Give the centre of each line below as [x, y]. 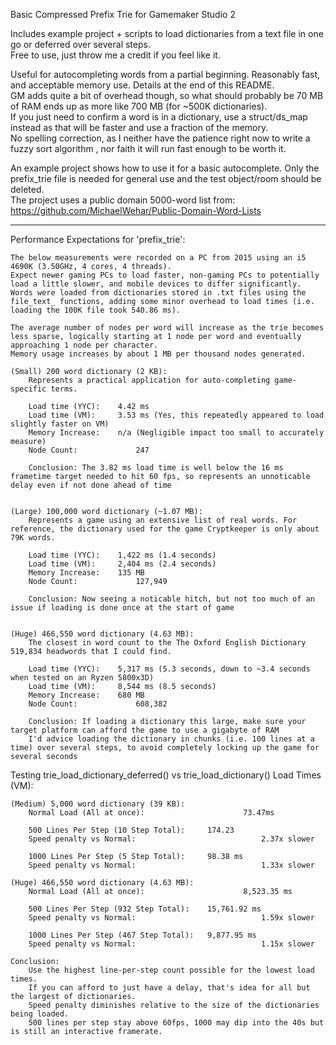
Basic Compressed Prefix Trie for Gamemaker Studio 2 [123, 14]
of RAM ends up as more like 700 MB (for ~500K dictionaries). [139, 106]
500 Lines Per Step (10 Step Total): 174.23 [131, 830]
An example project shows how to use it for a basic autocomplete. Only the [165, 168]
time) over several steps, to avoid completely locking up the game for [165, 748]
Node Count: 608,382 [98, 704]
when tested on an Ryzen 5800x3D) [82, 678]
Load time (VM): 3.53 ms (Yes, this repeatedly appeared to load [176, 415]
